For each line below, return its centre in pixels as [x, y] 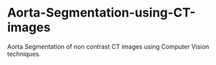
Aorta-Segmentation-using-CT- [101, 13]
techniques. [24, 54]
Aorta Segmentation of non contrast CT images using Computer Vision [108, 46]
